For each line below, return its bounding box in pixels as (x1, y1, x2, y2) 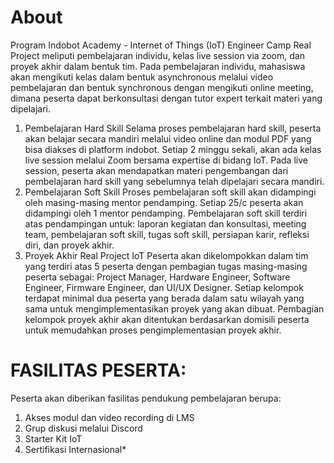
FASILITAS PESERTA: (10, 359, 187, 382)
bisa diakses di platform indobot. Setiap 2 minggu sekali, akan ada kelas (24, 143, 322, 155)
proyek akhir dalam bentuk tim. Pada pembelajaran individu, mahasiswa (10, 60, 306, 72)
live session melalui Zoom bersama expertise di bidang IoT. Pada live (24, 154, 308, 166)
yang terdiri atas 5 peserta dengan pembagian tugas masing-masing (24, 260, 308, 272)
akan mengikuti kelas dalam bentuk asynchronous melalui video (10, 71, 274, 83)
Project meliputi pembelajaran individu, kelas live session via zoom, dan (10, 49, 305, 61)
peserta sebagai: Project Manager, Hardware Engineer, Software (24, 271, 291, 283)
